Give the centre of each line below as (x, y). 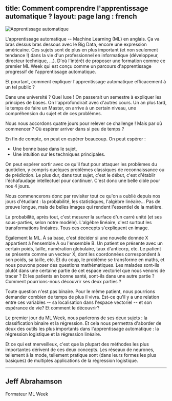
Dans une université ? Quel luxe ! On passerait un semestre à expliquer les (83, 97)
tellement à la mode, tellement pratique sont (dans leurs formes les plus (81, 355)
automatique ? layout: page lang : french (71, 17)
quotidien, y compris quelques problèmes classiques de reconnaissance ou (85, 170)
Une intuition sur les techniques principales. (59, 154)
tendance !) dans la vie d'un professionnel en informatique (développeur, (82, 55)
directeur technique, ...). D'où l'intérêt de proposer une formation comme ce (85, 61)
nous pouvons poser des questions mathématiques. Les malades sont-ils (82, 265)
